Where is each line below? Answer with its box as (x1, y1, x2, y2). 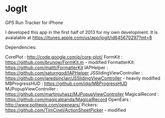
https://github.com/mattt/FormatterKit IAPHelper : (5, 64, 108, 70)
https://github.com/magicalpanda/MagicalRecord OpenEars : (5, 96, 132, 102)
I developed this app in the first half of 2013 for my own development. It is (5, 29, 158, 35)
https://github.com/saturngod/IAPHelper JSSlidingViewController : (5, 69, 143, 75)
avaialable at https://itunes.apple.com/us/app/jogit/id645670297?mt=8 (5, 34, 152, 40)
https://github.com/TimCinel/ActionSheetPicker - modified (5, 107, 126, 113)
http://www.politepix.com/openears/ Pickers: (5, 101, 98, 107)
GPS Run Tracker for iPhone (5, 19, 63, 25)
